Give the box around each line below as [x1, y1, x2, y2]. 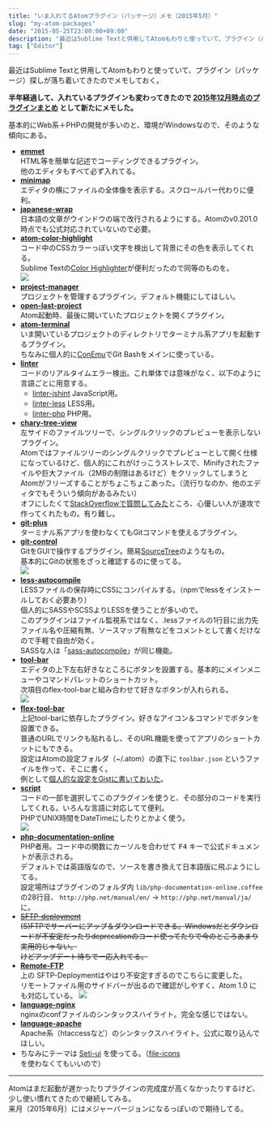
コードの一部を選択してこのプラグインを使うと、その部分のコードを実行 [19, 793, 261, 803]
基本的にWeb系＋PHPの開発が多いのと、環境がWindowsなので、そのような [8, 120, 261, 130]
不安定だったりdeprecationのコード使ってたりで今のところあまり [41, 931, 259, 942]
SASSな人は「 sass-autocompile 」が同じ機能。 [19, 646, 177, 656]
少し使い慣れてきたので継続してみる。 [8, 1093, 136, 1104]
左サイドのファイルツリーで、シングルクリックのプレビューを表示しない [19, 428, 261, 438]
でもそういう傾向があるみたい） [34, 489, 142, 498]
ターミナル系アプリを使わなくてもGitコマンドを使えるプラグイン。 [19, 528, 241, 537]
